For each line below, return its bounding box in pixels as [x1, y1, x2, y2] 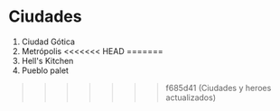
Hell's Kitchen [21, 55, 74, 66]
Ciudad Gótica [21, 36, 76, 47]
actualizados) [165, 92, 216, 103]
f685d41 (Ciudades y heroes [165, 82, 272, 93]
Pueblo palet [21, 65, 70, 76]
